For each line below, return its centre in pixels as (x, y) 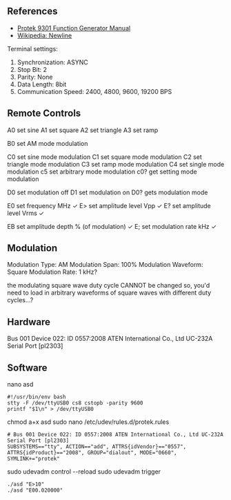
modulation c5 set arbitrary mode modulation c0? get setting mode (102, 172)
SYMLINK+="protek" (33, 459)
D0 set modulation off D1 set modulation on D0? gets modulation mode (108, 192)
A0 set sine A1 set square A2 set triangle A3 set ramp (83, 130)
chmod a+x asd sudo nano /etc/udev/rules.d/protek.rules (88, 422)
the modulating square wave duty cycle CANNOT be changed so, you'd (109, 286)
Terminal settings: (33, 48)
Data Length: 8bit (42, 84)
